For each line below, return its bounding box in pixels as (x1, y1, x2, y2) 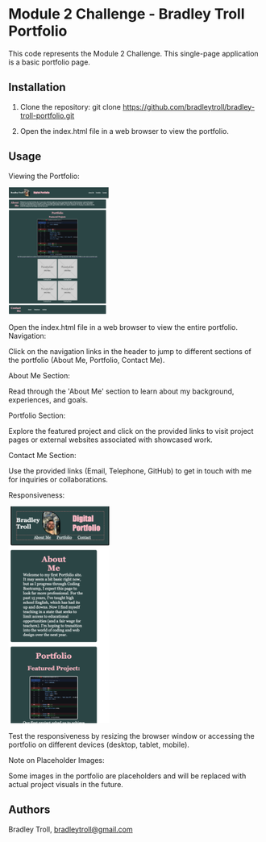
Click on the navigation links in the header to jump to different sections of (8, 346, 252, 356)
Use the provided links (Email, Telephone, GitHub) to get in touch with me (8, 465, 252, 476)
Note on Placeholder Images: (8, 755, 105, 765)
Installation (8, 81, 66, 94)
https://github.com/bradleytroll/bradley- (122, 102, 256, 111)
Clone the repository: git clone (19, 102, 121, 111)
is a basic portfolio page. (8, 57, 91, 67)
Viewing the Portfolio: (8, 171, 80, 181)
